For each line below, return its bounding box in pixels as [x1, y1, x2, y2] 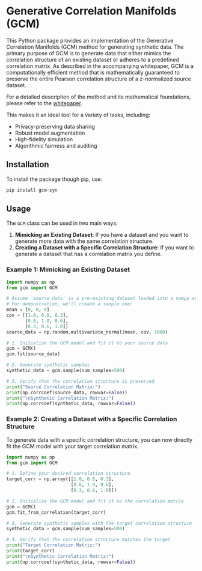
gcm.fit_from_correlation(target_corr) [6, 509, 106, 515]
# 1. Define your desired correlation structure [6, 471, 130, 477]
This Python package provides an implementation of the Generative [6, 37, 174, 44]
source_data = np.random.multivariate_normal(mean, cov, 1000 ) [6, 329, 168, 335]
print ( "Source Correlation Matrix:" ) [6, 383, 101, 390]
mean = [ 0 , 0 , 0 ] [6, 307, 50, 313]
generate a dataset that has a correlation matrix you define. [14, 251, 162, 258]
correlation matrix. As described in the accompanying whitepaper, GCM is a [6, 62, 194, 70]
